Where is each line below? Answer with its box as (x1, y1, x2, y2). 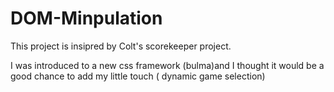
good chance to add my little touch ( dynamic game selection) (10, 70, 266, 82)
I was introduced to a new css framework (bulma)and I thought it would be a (10, 59, 325, 71)
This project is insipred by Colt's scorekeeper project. (10, 40, 232, 52)
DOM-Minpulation (10, 7, 163, 30)
